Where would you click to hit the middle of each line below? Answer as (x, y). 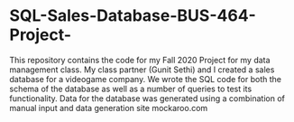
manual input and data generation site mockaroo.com (109, 108)
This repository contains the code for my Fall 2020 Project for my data (140, 60)
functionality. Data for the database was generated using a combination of (147, 98)
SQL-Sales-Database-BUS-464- (133, 16)
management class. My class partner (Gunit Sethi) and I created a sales (142, 70)
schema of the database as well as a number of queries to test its (131, 89)
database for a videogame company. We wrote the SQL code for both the (146, 79)
